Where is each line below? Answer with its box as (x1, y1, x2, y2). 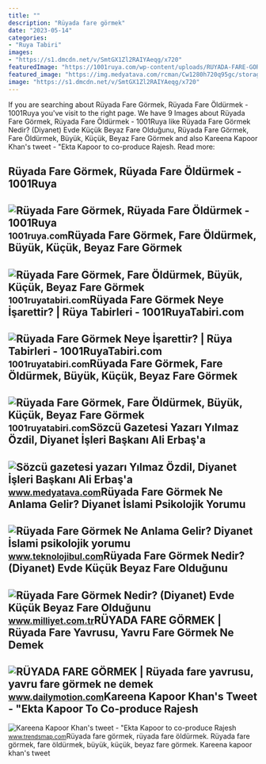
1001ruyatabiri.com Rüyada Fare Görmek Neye (8, 292, 224, 306)
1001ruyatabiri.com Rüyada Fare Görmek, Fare (8, 357, 223, 371)
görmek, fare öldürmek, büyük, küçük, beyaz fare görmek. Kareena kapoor (8, 740, 253, 750)
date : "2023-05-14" (8, 26, 73, 34)
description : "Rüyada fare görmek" (8, 19, 126, 27)
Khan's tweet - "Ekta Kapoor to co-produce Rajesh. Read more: (8, 142, 215, 151)
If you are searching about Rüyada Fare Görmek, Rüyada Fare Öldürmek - (8, 100, 249, 109)
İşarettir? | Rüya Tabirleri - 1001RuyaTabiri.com (8, 305, 245, 319)
